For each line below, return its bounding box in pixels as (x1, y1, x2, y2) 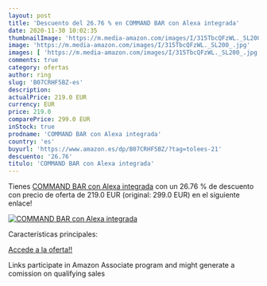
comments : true (8, 57, 59, 65)
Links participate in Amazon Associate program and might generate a (8, 261, 235, 270)
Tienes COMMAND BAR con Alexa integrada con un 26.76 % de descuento (8, 182, 254, 191)
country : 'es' (8, 137, 56, 146)
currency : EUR (8, 100, 56, 108)
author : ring (8, 71, 52, 79)
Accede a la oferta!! (8, 245, 73, 255)
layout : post (8, 11, 52, 20)
